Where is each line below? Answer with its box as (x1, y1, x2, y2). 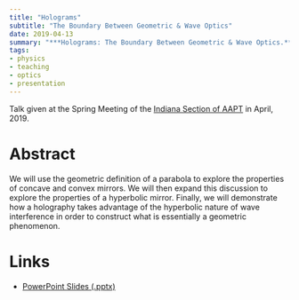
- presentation (9, 79, 66, 88)
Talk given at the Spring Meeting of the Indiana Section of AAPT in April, (9, 103, 274, 114)
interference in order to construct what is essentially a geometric (9, 210, 247, 222)
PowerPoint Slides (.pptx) (21, 280, 116, 291)
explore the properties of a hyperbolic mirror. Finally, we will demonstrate (9, 192, 278, 202)
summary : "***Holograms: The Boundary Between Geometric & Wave (9, 37, 253, 47)
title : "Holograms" (9, 12, 82, 22)
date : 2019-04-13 (9, 29, 74, 38)
